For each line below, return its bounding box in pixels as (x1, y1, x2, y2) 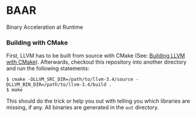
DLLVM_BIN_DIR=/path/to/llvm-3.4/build (6, 82, 107, 88)
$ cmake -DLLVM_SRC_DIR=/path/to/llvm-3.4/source (6, 76, 134, 83)
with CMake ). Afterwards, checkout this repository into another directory (6, 58, 187, 66)
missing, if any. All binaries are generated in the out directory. (6, 104, 159, 111)
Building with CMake (6, 38, 68, 47)
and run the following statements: (6, 65, 90, 72)
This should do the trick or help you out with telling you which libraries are (6, 97, 191, 105)
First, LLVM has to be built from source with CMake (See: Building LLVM (6, 52, 185, 59)
